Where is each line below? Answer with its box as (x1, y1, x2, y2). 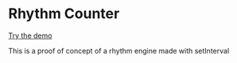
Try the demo (8, 31, 52, 40)
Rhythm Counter (8, 5, 120, 23)
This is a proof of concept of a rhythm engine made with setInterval (8, 46, 230, 55)
